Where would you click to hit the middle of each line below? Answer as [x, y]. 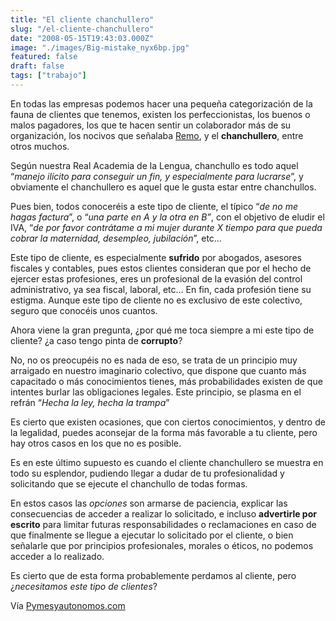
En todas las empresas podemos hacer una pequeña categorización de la [161, 103]
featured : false [44, 57]
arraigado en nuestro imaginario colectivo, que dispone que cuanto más [158, 370]
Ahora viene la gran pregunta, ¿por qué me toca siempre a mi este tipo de [162, 330]
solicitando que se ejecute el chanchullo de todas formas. [129, 483]
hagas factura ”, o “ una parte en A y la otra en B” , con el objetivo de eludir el [167, 217]
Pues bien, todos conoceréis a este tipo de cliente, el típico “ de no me [154, 206]
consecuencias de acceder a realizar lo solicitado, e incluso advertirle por [163, 513]
